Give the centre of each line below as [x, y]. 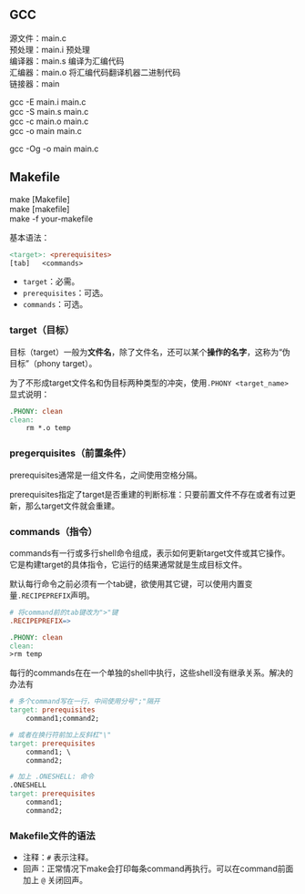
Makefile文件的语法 [52, 836]
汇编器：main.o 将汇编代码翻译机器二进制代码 [95, 72]
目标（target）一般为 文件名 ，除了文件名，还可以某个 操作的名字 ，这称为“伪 [150, 352]
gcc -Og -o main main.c [54, 149]
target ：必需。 [51, 282]
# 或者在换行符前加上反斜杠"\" [61, 735]
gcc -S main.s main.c [49, 111]
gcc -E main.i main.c [48, 102]
